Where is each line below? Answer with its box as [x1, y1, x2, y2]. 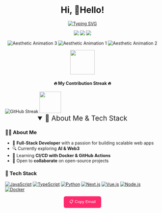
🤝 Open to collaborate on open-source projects [12, 158, 109, 164]
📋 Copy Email [69, 199, 96, 204]
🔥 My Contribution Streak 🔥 [54, 80, 111, 86]
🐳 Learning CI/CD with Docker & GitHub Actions [12, 153, 111, 159]
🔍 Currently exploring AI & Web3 [12, 145, 80, 151]
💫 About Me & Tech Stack [45, 114, 128, 123]
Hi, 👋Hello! [60, 4, 105, 16]
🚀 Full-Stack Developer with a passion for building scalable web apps [12, 140, 154, 146]
